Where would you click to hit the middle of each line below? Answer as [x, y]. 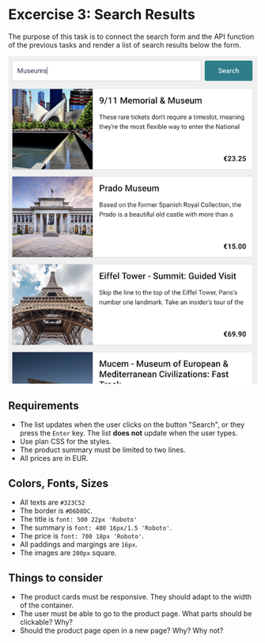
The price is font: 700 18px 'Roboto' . [82, 536]
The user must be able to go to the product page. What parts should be [136, 614]
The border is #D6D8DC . [56, 511]
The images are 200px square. [68, 553]
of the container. [46, 605]
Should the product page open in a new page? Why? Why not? [121, 630]
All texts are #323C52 [52, 502]
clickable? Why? [46, 622]
